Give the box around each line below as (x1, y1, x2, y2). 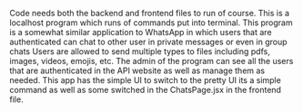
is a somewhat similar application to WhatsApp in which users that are (9, 27, 272, 37)
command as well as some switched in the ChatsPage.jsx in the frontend (9, 85, 282, 95)
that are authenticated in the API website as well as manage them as (9, 65, 266, 76)
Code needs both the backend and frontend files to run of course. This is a (9, 8, 289, 18)
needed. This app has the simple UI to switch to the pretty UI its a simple (9, 75, 282, 85)
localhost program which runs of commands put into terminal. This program (9, 17, 293, 28)
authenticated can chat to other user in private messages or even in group (9, 36, 288, 47)
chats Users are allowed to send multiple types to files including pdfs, (9, 46, 270, 57)
